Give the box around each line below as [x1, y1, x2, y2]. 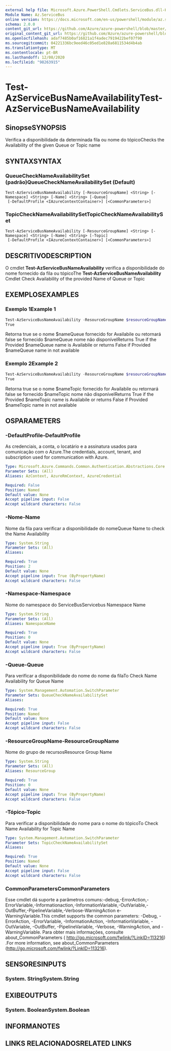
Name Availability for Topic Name [5, 826, 75, 832]
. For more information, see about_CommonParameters [5, 940, 119, 946]
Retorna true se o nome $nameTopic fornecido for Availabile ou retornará [5, 385, 159, 392]
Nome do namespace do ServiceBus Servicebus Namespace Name [5, 602, 146, 608]
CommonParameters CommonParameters [5, 885, 110, 892]
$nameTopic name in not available [5, 402, 77, 408]
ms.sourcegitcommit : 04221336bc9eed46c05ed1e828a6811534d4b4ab [5, 41, 142, 46]
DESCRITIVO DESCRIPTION [5, 251, 92, 260]
